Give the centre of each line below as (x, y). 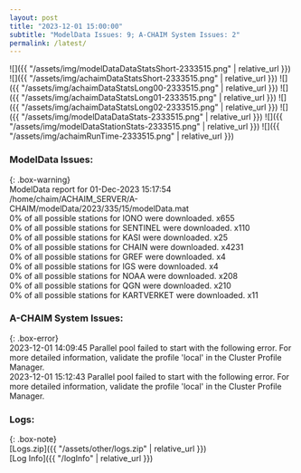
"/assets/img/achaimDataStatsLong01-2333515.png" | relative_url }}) (149, 98)
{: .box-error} (34, 338)
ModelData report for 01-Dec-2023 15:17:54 (90, 189)
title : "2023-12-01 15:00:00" (66, 26)
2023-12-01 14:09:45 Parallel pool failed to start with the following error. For (150, 348)
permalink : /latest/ (48, 43)
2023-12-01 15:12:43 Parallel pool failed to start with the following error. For (150, 376)
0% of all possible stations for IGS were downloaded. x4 (114, 266)
